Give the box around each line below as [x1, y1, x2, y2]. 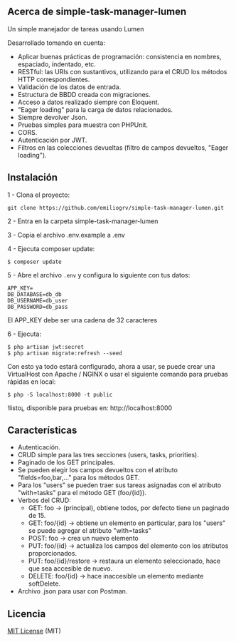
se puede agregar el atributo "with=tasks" [28, 526, 151, 535]
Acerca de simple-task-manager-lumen [7, 6, 187, 18]
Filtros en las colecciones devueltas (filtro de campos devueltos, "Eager [17, 143, 229, 152]
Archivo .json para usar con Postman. [17, 587, 128, 596]
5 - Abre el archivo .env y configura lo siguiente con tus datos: [7, 270, 191, 279]
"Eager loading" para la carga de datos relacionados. [17, 105, 173, 113]
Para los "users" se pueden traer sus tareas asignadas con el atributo [17, 481, 222, 489]
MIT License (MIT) [7, 627, 62, 636]
